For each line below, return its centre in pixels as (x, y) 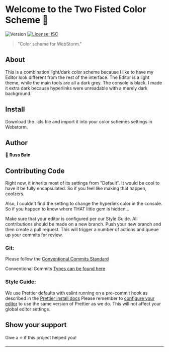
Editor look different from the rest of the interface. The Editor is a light (77, 77)
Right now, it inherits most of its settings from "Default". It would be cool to (82, 183)
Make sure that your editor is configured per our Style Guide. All (71, 219)
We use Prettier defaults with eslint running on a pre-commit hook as (76, 293)
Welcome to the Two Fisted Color (76, 9)
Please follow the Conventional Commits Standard (57, 259)
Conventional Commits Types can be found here (55, 269)
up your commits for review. (34, 235)
